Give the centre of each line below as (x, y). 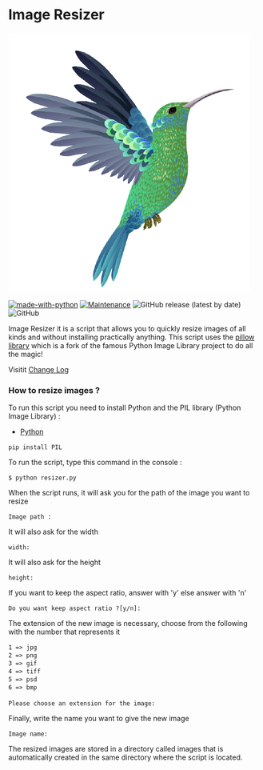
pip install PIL (35, 447)
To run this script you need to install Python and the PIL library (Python (125, 408)
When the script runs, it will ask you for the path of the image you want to (129, 493)
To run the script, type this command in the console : (95, 463)
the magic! (26, 354)
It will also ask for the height (55, 563)
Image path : (30, 517)
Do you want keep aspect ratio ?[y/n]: (75, 609)
